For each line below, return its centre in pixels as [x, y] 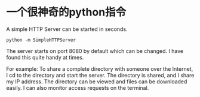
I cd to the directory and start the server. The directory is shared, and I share [100, 75]
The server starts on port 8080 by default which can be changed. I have [95, 51]
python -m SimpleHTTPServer [41, 40]
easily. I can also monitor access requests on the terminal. [78, 87]
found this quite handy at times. [45, 57]
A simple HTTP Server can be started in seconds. [67, 29]
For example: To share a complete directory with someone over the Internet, [100, 68]
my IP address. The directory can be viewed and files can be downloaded [97, 82]
